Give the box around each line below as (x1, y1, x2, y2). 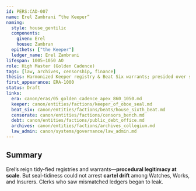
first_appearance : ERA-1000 (6, 80, 75, 86)
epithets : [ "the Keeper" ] (11, 47, 75, 53)
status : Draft (6, 85, 41, 91)
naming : (6, 19, 25, 25)
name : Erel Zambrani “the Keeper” (6, 14, 90, 20)
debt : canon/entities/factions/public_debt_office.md (11, 118, 145, 124)
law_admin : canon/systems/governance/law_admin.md (11, 128, 137, 135)
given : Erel (16, 36, 45, 42)
